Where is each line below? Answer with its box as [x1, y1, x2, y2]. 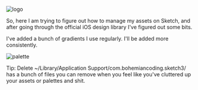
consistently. [6, 42, 38, 48]
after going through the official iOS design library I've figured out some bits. [6, 24, 193, 30]
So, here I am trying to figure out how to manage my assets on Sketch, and [6, 17, 190, 24]
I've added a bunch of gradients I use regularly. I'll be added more [6, 35, 169, 42]
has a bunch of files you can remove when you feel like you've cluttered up [6, 71, 191, 77]
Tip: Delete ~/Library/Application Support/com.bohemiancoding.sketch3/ [6, 64, 187, 72]
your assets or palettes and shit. [6, 77, 86, 84]
